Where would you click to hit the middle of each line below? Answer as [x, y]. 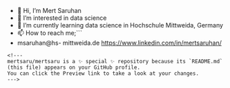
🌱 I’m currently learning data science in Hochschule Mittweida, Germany [120, 25]
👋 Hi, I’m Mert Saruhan [49, 11]
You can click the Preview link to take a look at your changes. [103, 74]
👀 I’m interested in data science [62, 18]
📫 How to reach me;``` [50, 33]
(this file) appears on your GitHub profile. [74, 67]
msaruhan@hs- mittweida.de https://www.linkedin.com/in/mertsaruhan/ [119, 43]
